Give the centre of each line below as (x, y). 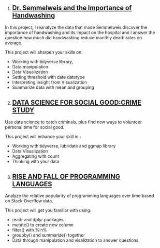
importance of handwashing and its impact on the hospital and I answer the (80, 32)
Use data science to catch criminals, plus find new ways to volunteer (73, 122)
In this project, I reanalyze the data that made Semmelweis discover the (76, 27)
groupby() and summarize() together (49, 235)
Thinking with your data (36, 161)
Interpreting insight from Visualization (49, 82)
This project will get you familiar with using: (48, 210)
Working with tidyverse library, (43, 61)
